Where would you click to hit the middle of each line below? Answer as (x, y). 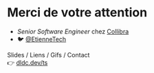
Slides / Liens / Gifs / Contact (48, 55)
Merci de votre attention (77, 13)
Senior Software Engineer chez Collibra (73, 31)
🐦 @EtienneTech (42, 39)
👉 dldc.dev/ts (27, 62)
